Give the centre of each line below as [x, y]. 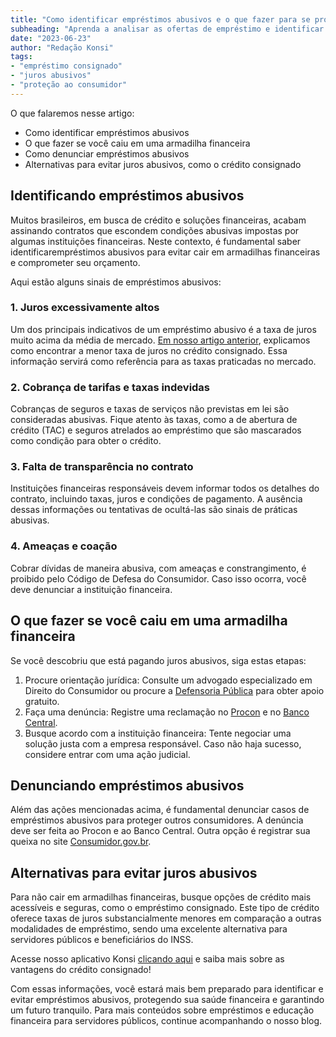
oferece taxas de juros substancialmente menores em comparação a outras [166, 918]
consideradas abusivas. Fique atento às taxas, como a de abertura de [154, 420]
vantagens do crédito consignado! [81, 970]
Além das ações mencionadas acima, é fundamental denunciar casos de [160, 810]
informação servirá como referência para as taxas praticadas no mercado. [163, 361]
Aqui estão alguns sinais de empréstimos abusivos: [116, 282]
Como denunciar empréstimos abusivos [107, 153]
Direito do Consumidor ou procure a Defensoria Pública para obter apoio [174, 690]
